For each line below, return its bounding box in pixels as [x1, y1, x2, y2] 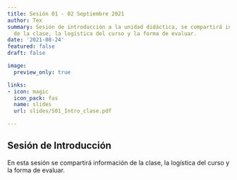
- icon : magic [7, 88, 49, 95]
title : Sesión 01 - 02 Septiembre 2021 [7, 10, 125, 18]
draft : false [7, 50, 46, 57]
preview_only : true [13, 68, 71, 76]
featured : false [7, 43, 55, 50]
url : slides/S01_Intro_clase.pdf [13, 108, 112, 115]
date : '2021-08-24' [7, 37, 65, 44]
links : [7, 82, 27, 89]
